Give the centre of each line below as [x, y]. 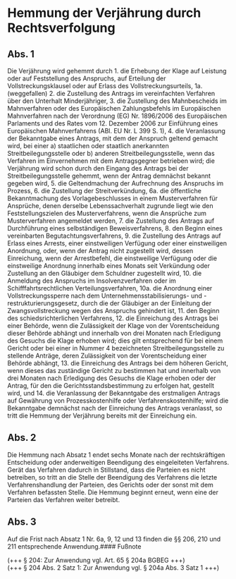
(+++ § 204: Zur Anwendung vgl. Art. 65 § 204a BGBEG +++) [96, 560]
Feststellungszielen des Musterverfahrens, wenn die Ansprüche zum [107, 213]
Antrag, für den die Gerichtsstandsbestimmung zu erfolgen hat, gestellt [111, 385]
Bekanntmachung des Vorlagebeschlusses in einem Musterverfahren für [113, 198]
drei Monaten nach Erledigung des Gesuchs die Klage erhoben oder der [112, 378]
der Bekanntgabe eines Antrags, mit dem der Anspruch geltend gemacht [113, 138]
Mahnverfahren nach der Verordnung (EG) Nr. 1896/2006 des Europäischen [117, 116]
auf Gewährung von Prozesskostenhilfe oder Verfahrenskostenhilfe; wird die [118, 401]
